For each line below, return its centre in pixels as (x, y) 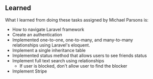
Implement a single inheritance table (49, 50)
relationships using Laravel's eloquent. (51, 45)
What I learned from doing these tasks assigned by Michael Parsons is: (77, 20)
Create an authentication (37, 34)
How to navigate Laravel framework (48, 29)
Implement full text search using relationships (58, 60)
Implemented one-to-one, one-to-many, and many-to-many (73, 40)
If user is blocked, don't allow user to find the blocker (73, 66)
